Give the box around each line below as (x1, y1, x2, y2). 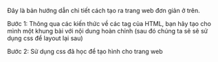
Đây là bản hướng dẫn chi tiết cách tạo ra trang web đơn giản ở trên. (7, 7, 201, 14)
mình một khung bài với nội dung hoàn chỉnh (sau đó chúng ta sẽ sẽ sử (7, 27, 208, 35)
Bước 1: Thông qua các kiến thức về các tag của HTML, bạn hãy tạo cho (7, 20, 212, 27)
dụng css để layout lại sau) (7, 34, 84, 42)
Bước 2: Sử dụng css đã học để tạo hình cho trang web (7, 48, 163, 55)
